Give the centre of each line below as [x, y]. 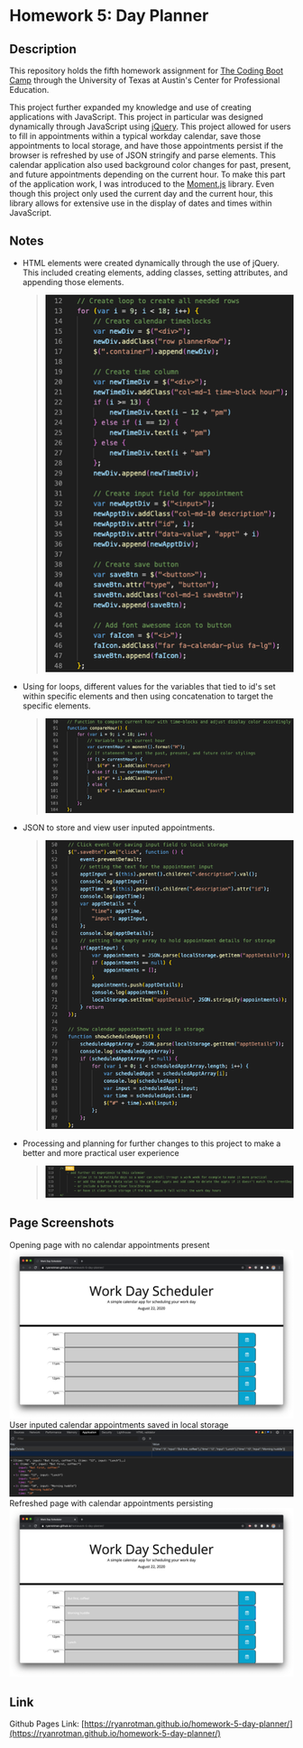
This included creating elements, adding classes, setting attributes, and [155, 273]
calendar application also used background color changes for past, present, [150, 165]
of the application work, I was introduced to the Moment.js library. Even [142, 184]
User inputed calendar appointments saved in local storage [119, 1424]
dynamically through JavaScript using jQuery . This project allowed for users [150, 126]
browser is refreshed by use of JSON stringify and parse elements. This [143, 155]
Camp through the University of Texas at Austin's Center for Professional [145, 80]
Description [43, 49]
